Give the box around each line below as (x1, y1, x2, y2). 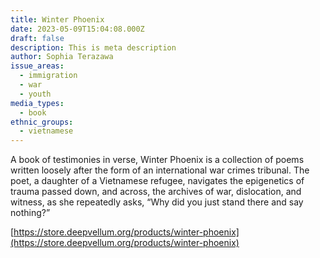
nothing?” (10, 207, 51, 219)
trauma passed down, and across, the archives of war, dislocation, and (10, 186, 302, 198)
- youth (19, 89, 52, 99)
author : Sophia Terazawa (10, 52, 114, 62)
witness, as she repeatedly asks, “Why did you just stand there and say (10, 196, 304, 208)
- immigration (19, 71, 78, 81)
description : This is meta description (10, 42, 177, 53)
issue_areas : (10, 61, 65, 71)
